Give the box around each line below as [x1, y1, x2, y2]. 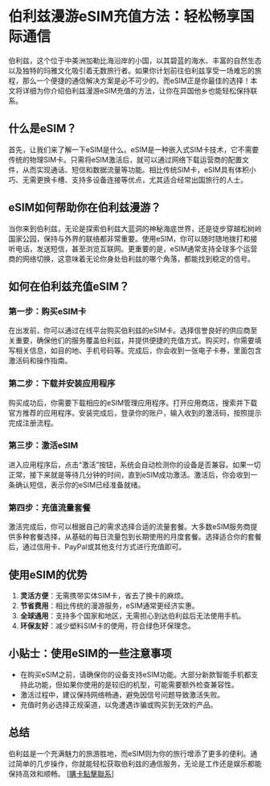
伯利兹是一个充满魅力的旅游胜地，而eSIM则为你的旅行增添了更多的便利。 [8, 748, 251, 758]
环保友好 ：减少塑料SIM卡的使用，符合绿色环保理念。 [19, 621, 195, 631]
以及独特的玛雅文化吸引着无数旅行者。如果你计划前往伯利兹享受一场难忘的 [8, 65, 255, 75]
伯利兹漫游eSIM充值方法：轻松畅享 [8, 7, 240, 26]
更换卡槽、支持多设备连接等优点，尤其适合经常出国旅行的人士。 [35, 175, 247, 184]
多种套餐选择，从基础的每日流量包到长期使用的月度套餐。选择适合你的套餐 [14, 532, 262, 542]
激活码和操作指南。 [8, 356, 72, 366]
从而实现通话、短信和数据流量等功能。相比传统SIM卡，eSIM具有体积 [22, 164, 249, 174]
